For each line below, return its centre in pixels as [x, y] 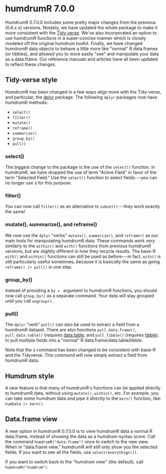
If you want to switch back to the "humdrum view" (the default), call [74, 462]
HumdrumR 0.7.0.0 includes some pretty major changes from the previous [81, 22]
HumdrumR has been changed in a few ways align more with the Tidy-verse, [83, 92]
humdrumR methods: [27, 102]
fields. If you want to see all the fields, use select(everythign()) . [72, 452]
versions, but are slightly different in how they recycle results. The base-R [81, 251]
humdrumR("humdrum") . [27, 467]
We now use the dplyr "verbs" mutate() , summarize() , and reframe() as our [82, 235]
